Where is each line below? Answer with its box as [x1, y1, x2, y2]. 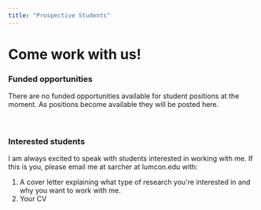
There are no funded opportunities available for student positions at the [8, 91, 240, 101]
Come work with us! [8, 45, 142, 63]
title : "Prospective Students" [8, 11, 111, 20]
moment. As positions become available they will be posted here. [8, 100, 219, 109]
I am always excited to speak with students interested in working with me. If [8, 154, 253, 164]
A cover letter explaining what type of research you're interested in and [19, 178, 251, 187]
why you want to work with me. [19, 186, 122, 195]
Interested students [8, 136, 85, 147]
